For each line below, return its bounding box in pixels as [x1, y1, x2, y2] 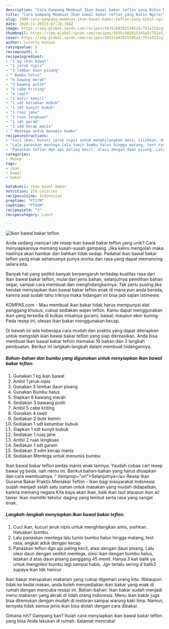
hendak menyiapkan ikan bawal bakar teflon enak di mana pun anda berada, [6, 287, 163, 293]
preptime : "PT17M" [6, 198, 44, 203]
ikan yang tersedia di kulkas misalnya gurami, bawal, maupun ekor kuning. [6, 313, 159, 319]
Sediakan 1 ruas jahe [13, 432, 56, 438]
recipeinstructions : [6, 133, 49, 138]
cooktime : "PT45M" [6, 202, 44, 208]
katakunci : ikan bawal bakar [6, 184, 67, 189]
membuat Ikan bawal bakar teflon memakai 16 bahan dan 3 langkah [6, 338, 145, 344]
